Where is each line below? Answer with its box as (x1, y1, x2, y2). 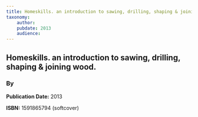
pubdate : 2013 (16, 25, 51, 31)
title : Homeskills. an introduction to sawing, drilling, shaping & (6, 8, 178, 15)
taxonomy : (6, 14, 31, 20)
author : (16, 19, 35, 25)
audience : (16, 31, 41, 37)
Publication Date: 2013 (6, 93, 63, 100)
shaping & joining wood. (6, 61, 97, 71)
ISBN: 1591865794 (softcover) (6, 104, 80, 111)
